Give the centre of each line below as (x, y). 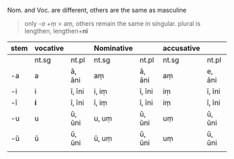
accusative (181, 48)
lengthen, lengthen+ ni (56, 31)
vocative (49, 48)
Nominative (114, 48)
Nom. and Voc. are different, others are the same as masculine (97, 10)
